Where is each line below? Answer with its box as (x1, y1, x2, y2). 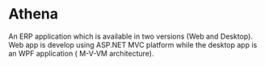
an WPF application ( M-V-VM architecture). (8, 48, 154, 58)
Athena (8, 5, 59, 23)
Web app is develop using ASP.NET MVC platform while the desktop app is (8, 39, 258, 49)
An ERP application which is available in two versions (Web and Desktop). (8, 31, 253, 41)
